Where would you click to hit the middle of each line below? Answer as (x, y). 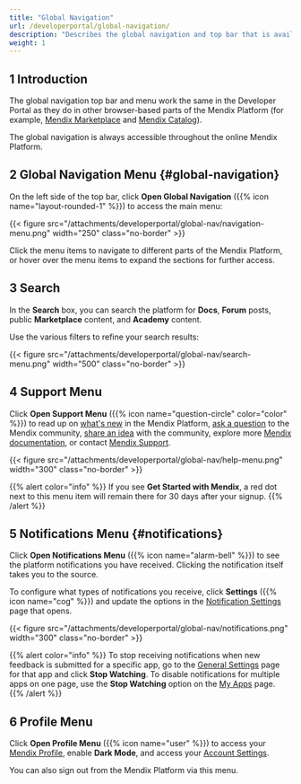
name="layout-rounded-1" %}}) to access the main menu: (116, 206)
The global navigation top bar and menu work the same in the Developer (142, 101)
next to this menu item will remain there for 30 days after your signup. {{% (146, 496)
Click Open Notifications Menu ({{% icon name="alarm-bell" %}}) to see (145, 555)
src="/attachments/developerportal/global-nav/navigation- (155, 223)
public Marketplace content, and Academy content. (106, 319)
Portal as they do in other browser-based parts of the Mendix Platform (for (146, 110)
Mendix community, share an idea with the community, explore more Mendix (150, 433)
